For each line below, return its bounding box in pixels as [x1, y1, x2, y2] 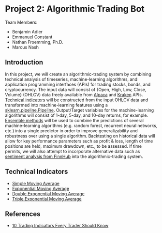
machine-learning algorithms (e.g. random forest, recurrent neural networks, [5, 123, 158, 128]
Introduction [5, 58, 44, 66]
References [5, 210, 41, 218]
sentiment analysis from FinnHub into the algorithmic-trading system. [5, 154, 144, 159]
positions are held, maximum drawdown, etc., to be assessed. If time [5, 143, 142, 149]
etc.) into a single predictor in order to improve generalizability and [5, 127, 138, 134]
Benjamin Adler [12, 29, 43, 34]
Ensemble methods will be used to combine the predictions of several [5, 117, 144, 123]
